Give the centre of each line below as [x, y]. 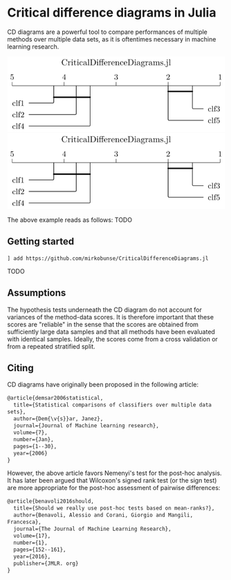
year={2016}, [32, 557]
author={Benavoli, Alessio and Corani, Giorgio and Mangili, [103, 515]
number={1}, [31, 543]
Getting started [41, 242]
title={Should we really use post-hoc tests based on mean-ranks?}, [114, 508]
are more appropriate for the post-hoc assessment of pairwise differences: [114, 488]
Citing [20, 368]
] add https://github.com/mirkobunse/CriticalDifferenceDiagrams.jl [108, 258]
